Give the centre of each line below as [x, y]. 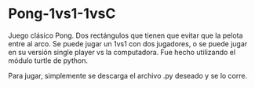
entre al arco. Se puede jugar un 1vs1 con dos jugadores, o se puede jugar [128, 43]
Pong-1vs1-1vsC [62, 14]
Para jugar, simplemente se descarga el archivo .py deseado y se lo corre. [128, 75]
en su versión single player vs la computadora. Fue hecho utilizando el [122, 52]
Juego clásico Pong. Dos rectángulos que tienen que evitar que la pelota [126, 35]
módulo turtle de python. [48, 60]
